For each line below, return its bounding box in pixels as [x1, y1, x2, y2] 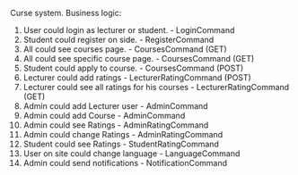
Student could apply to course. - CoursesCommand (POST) [22, 62, 244, 73]
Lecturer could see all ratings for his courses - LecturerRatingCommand [22, 82, 290, 92]
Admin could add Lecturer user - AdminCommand [22, 101, 209, 111]
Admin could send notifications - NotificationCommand [22, 158, 228, 168]
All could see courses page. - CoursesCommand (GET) [22, 44, 227, 54]
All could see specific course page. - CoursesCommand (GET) [22, 54, 255, 63]
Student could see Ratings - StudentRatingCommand [22, 138, 219, 149]
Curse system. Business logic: [10, 8, 122, 18]
